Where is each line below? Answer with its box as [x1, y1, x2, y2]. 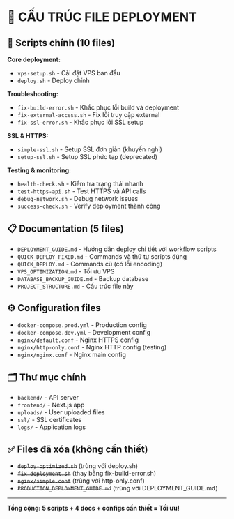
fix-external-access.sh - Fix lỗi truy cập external [17, 111, 160, 119]
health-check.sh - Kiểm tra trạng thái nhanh [17, 180, 144, 188]
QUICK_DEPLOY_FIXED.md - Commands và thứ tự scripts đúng [17, 252, 187, 260]
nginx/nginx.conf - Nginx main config [17, 350, 127, 359]
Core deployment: [7, 55, 61, 63]
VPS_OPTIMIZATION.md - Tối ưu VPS [17, 267, 115, 276]
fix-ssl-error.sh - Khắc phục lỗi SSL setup [17, 118, 144, 126]
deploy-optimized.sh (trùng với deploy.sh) [17, 462, 138, 470]
